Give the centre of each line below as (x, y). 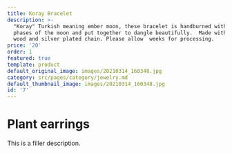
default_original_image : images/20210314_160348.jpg (85, 71)
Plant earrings (49, 124)
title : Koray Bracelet (40, 13)
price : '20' (24, 45)
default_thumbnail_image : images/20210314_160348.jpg (86, 84)
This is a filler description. (44, 143)
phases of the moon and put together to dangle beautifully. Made (113, 33)
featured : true (29, 58)
